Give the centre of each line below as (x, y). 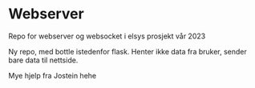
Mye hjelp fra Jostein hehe (53, 75)
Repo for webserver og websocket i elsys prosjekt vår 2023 (107, 36)
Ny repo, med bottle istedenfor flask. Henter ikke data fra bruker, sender (127, 51)
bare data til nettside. (43, 60)
